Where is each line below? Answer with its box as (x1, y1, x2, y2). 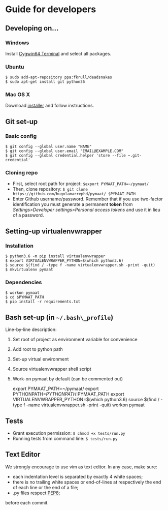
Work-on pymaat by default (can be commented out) (12, 376, 123, 382)
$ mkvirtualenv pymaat (5, 267, 53, 273)
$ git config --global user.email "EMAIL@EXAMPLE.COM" (5, 148, 124, 154)
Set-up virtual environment (12, 356, 69, 362)
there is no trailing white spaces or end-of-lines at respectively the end (12, 479, 161, 485)
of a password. (12, 212, 44, 218)
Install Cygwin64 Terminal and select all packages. (5, 50, 112, 56)
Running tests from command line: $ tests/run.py (12, 436, 118, 442)
